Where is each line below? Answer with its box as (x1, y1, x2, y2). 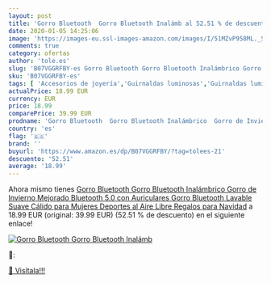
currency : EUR (8, 95, 56, 103)
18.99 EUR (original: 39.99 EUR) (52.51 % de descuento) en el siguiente (8, 210, 245, 220)
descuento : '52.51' (8, 154, 74, 163)
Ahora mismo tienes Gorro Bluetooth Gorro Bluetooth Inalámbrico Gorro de (8, 184, 256, 194)
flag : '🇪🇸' (8, 132, 48, 140)
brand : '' (8, 139, 42, 148)
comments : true (8, 42, 60, 50)
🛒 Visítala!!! (8, 266, 46, 276)
